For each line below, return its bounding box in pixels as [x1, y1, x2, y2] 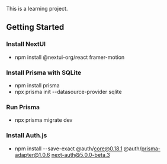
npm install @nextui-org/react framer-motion [14, 53, 125, 61]
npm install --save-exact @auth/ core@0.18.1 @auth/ [14, 145, 142, 152]
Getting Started [6, 22, 65, 32]
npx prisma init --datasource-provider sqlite [14, 88, 123, 95]
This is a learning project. [6, 5, 68, 12]
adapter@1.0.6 [14, 151, 50, 158]
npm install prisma [14, 81, 60, 89]
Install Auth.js [6, 131, 47, 140]
